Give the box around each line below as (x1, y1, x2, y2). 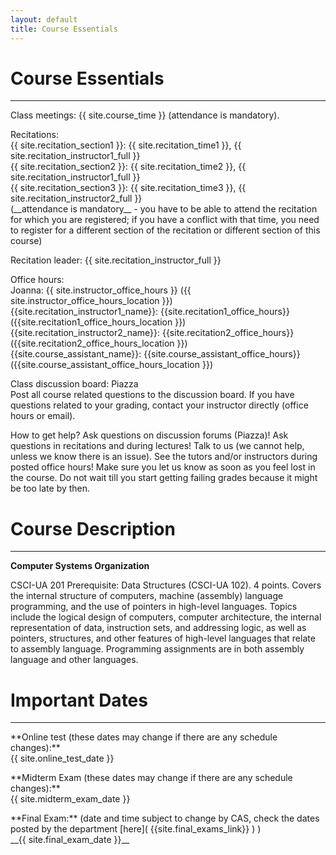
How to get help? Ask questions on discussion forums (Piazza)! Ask (10, 429, 289, 441)
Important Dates (10, 689, 148, 711)
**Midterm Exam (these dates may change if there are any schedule (10, 772, 293, 784)
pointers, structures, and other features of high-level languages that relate (10, 632, 316, 645)
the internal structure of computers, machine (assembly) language (10, 590, 284, 602)
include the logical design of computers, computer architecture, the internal (10, 611, 322, 623)
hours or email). (10, 410, 76, 422)
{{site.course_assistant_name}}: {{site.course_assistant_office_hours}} (10, 348, 301, 360)
